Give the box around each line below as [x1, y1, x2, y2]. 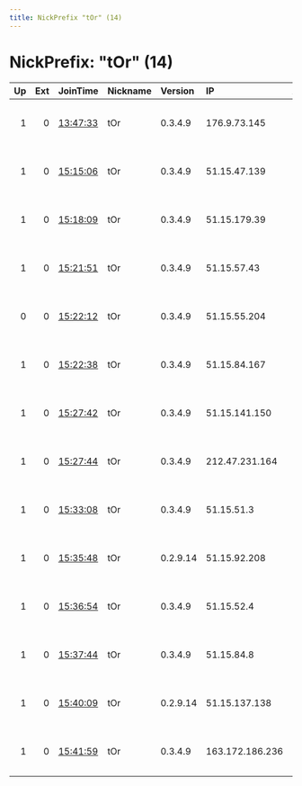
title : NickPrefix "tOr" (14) [9, 13, 123, 22]
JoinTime [58, 85, 99, 97]
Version [160, 85, 195, 97]
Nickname [107, 85, 152, 97]
